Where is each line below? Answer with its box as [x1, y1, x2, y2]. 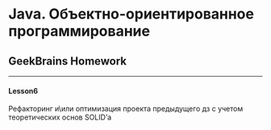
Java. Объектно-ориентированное [8, 5, 254, 23]
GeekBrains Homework [8, 54, 127, 68]
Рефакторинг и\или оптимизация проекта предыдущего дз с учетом [8, 104, 244, 114]
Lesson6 [8, 86, 39, 95]
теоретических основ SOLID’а [8, 112, 112, 122]
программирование [8, 22, 151, 40]
